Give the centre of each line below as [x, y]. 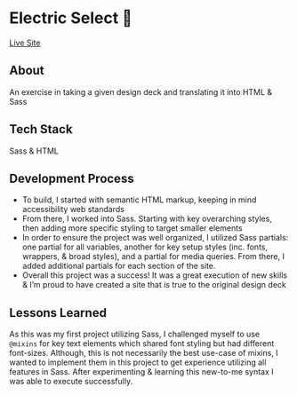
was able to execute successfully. [71, 382]
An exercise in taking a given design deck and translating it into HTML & [141, 91]
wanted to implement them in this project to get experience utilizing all [138, 362]
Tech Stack [41, 129]
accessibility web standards [73, 209]
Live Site [25, 43]
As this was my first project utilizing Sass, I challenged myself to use [135, 334]
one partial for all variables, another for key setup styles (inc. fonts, [145, 247]
